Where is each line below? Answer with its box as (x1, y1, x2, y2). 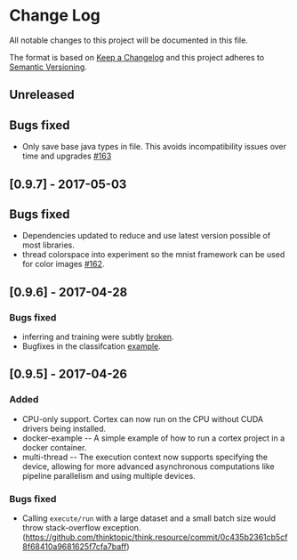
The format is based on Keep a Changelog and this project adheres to (9, 52, 265, 62)
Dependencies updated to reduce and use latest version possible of (21, 231, 271, 241)
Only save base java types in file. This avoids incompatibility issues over (21, 142, 287, 152)
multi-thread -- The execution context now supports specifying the (21, 451, 269, 462)
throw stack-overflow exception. (21, 523, 141, 533)
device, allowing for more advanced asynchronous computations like (21, 460, 276, 472)
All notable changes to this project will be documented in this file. (9, 35, 249, 45)
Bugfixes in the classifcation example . (21, 341, 162, 352)
